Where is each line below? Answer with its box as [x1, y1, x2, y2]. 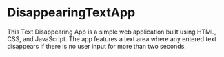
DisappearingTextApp [7, 5, 136, 21]
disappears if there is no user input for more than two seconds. [7, 42, 186, 50]
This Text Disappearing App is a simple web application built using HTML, [7, 27, 216, 36]
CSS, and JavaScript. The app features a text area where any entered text [7, 34, 217, 43]
